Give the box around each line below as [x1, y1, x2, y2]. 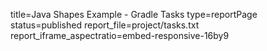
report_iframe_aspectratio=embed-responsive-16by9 [10, 30, 230, 41]
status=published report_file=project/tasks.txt [10, 19, 200, 31]
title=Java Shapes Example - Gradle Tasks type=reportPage [10, 9, 258, 20]
